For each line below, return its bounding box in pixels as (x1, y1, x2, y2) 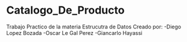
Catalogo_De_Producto (6, 4, 125, 17)
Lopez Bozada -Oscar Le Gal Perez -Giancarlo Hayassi (6, 29, 143, 36)
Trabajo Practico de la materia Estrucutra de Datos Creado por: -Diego (6, 23, 182, 30)
